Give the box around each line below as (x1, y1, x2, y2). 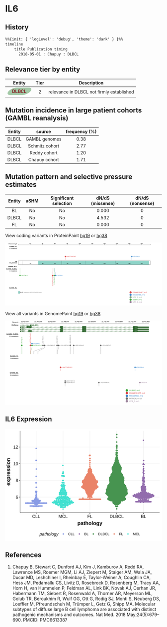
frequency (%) (65, 128, 97, 135)
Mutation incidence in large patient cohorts (5, 106, 142, 115)
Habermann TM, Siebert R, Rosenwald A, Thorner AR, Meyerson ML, (12, 591, 153, 597)
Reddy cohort (29, 150, 58, 156)
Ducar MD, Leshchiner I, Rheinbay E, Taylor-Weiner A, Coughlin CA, (12, 575, 151, 581)
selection (52, 200, 72, 206)
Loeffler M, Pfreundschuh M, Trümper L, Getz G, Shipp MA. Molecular (12, 601, 156, 607)
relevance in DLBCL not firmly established (48, 88, 134, 95)
